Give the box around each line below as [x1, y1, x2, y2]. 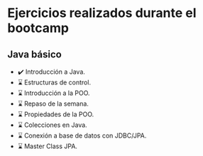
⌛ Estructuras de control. [17, 78, 91, 87]
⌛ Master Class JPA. [17, 142, 78, 150]
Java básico [7, 48, 62, 60]
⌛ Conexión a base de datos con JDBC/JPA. [17, 131, 147, 140]
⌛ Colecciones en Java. [17, 121, 87, 129]
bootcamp [7, 20, 70, 36]
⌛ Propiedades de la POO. [17, 110, 94, 118]
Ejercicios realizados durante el [7, 5, 197, 21]
